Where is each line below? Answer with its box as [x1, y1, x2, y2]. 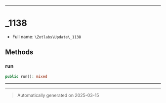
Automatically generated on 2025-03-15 [17, 92, 99, 98]
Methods [5, 48, 34, 57]
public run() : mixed [5, 74, 48, 79]
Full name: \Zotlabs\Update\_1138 [12, 34, 82, 39]
